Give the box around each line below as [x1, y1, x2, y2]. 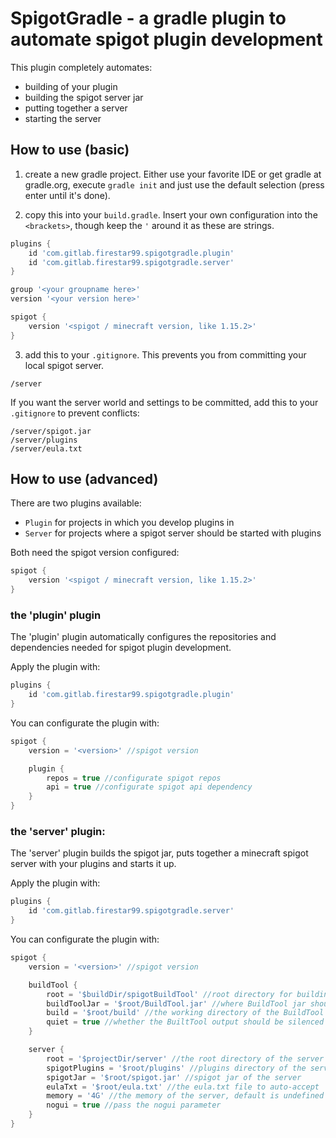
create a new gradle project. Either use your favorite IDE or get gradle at [24, 168, 322, 180]
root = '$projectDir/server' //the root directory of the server [46, 1053, 325, 1064]
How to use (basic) [10, 142, 130, 159]
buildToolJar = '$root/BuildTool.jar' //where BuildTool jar [46, 998, 307, 1009]
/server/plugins [10, 435, 78, 445]
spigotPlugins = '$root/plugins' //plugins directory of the [46, 1063, 307, 1073]
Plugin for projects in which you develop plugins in [24, 517, 235, 529]
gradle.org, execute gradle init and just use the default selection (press [24, 178, 325, 191]
